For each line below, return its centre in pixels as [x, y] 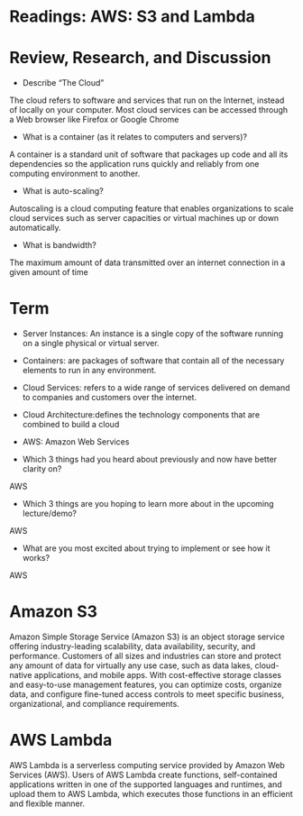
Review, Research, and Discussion [141, 58]
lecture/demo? [50, 513]
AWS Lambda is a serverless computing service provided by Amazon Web [147, 765]
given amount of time [49, 272]
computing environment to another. [75, 174]
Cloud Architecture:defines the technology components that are [141, 415]
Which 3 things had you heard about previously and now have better [150, 459]
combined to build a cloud [71, 425]
